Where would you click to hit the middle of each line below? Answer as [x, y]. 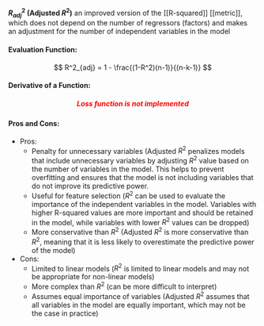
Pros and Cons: [34, 124]
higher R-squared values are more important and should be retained [142, 213]
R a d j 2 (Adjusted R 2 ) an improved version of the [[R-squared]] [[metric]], [125, 13]
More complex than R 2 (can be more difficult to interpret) [124, 286]
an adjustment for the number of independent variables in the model [119, 32]
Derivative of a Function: [49, 86]
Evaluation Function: [43, 50]
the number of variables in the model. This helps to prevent [128, 169]
